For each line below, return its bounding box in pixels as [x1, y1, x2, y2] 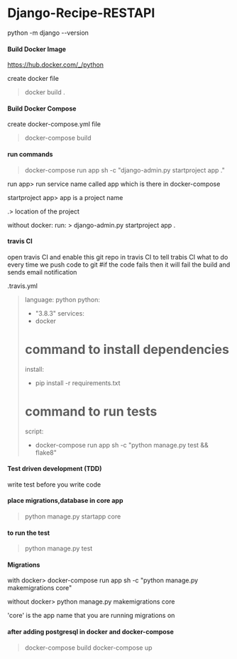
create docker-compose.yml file [7, 120, 101, 128]
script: [24, 427, 44, 436]
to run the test [7, 528, 50, 537]
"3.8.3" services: [35, 309, 85, 317]
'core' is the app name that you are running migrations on [7, 611, 175, 620]
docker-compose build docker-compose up [24, 643, 153, 652]
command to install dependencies [24, 341, 229, 358]
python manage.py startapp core [24, 512, 121, 521]
